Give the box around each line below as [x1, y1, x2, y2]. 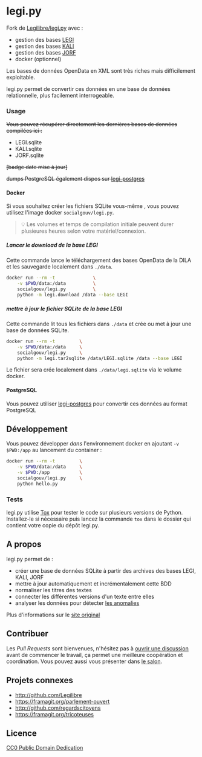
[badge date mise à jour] [6, 164, 68, 171]
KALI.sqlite [15, 145, 42, 153]
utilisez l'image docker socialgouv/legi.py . [6, 209, 114, 216]
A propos [6, 539, 42, 550]
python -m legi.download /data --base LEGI [17, 292, 129, 298]
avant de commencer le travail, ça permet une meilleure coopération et [6, 651, 183, 658]
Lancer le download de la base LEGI [6, 241, 98, 249]
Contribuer [6, 629, 48, 639]
